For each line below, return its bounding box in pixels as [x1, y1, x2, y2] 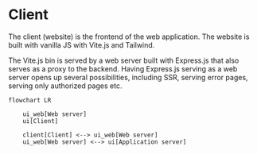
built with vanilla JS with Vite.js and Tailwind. [8, 40, 155, 49]
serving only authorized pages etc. [8, 81, 123, 90]
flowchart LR [8, 96, 52, 104]
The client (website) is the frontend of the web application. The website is [8, 32, 250, 41]
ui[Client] [22, 117, 59, 125]
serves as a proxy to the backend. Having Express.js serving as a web [8, 64, 238, 73]
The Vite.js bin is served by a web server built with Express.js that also [8, 56, 239, 65]
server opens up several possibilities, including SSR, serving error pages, [8, 72, 248, 82]
